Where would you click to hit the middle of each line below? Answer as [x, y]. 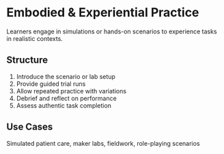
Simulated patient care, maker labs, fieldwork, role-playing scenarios [103, 143]
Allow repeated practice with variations [71, 91]
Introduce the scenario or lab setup [66, 76]
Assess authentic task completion [64, 105]
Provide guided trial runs [51, 84]
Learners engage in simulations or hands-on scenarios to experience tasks [112, 31]
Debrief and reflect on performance [66, 98]
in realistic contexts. [34, 38]
